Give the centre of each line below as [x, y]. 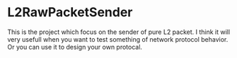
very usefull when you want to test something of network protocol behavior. [118, 39]
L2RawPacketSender [70, 12]
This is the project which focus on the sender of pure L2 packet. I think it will [119, 32]
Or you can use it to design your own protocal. [75, 47]
